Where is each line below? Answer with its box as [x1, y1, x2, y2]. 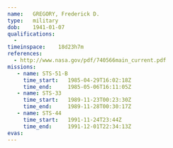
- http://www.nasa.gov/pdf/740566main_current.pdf [13, 57, 167, 64]
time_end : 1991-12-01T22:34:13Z [23, 122, 132, 130]
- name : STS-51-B [16, 70, 69, 77]
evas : [7, 129, 23, 137]
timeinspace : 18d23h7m [7, 43, 84, 51]
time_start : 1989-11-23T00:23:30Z [23, 97, 132, 104]
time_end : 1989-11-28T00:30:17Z [23, 103, 132, 110]
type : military [7, 17, 59, 24]
